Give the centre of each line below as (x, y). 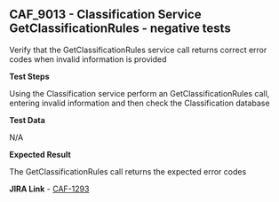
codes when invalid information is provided (88, 59)
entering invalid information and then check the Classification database (139, 103)
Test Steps (30, 76)
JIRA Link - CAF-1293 (49, 189)
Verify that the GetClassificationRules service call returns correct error (138, 50)
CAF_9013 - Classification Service (105, 15)
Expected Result (40, 154)
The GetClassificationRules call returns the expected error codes (128, 171)
